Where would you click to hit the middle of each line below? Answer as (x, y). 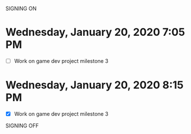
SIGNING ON (21, 9)
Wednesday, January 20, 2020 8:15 (95, 85)
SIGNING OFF (22, 125)
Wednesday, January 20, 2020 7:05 (95, 32)
